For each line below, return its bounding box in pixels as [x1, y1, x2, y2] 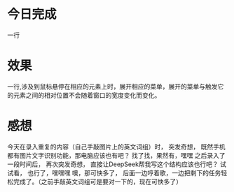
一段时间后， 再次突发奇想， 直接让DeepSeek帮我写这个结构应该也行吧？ [7, 160, 219, 168]
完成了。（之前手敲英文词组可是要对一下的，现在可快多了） [13, 177, 182, 186]
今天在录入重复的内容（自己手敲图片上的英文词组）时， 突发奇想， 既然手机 [7, 142, 226, 151]
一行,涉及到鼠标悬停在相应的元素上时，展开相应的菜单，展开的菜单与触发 [7, 82, 219, 91]
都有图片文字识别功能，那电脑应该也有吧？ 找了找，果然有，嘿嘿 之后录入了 [7, 151, 226, 159]
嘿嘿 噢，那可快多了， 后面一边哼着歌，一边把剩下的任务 [57, 168, 221, 177]
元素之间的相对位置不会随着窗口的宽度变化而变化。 [13, 91, 161, 99]
